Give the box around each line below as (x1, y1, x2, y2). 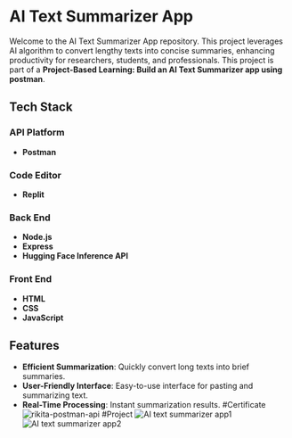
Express (21, 241, 53, 252)
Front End (9, 273, 53, 285)
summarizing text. (21, 390, 89, 401)
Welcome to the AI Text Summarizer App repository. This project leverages (9, 36, 283, 46)
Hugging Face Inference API (21, 251, 129, 261)
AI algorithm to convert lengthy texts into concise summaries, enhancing (9, 45, 275, 55)
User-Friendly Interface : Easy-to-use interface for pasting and (21, 381, 254, 392)
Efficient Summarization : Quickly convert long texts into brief (21, 361, 250, 372)
